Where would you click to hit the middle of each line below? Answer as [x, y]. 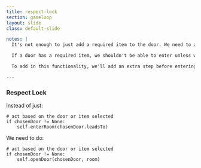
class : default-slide [33, 28]
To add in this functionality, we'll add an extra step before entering [104, 66]
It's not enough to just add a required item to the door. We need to [101, 45]
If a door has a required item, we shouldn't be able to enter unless [101, 56]
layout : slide [24, 23]
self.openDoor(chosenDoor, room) [59, 160]
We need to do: [25, 138]
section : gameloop [29, 17]
